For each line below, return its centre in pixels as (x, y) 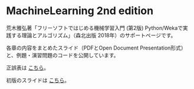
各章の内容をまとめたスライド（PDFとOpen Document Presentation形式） (96, 48)
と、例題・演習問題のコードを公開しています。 (63, 55)
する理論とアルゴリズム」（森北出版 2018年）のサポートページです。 (93, 35)
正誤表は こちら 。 (27, 67)
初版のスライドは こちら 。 (38, 80)
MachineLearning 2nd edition (80, 11)
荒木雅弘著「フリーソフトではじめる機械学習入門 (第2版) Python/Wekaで (94, 28)
